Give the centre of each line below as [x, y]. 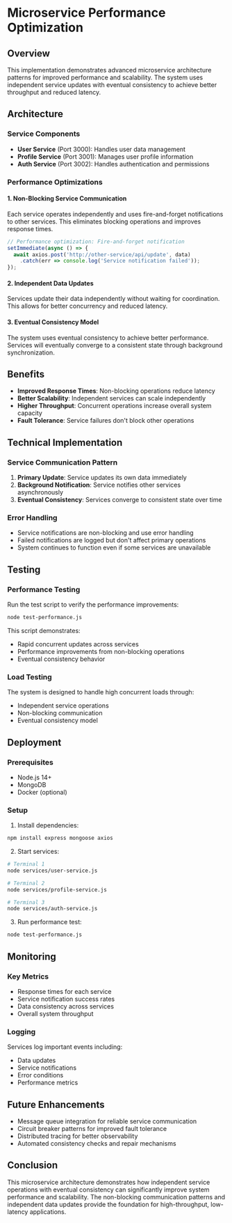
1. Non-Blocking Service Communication [67, 198]
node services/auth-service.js [52, 909]
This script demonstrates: [44, 630]
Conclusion [33, 1166]
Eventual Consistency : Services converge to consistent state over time [119, 500]
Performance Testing [44, 589]
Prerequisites [30, 762]
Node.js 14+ [34, 777]
